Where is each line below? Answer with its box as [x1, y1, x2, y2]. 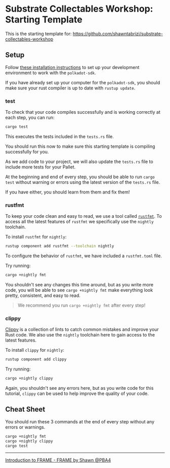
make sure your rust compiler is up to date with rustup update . [5, 85, 136, 91]
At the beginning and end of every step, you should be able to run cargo [5, 174, 155, 180]
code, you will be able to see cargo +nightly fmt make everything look [5, 287, 153, 293]
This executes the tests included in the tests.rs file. [5, 133, 114, 140]
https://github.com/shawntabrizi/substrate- [72, 30, 163, 37]
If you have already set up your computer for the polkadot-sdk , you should [5, 79, 160, 85]
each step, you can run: [5, 115, 55, 121]
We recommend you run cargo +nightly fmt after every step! [17, 302, 146, 308]
